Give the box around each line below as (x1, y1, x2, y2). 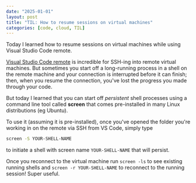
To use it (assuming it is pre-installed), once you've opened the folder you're (6, 118, 191, 126)
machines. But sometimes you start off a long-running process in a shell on (6, 65, 187, 72)
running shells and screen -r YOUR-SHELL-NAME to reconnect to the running (6, 164, 185, 171)
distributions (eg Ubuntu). (6, 107, 68, 114)
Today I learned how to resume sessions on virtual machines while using (6, 41, 181, 48)
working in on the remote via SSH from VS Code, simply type (6, 125, 153, 132)
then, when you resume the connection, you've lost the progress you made (6, 77, 187, 84)
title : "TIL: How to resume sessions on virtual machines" (6, 19, 153, 25)
